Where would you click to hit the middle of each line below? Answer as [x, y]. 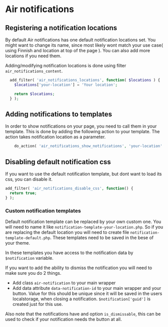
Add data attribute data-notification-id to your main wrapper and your [87, 288]
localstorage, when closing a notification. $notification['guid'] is [81, 299]
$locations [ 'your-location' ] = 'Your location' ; [66, 85]
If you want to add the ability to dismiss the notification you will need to [79, 268]
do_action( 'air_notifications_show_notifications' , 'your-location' [89, 146]
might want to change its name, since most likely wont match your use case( [84, 45]
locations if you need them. [33, 56]
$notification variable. [29, 258]
